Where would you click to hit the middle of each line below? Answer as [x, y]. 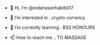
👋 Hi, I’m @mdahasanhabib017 [42, 8]
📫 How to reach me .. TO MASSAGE [48, 37]
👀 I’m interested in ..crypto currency [47, 17]
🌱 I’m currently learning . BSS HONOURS [53, 27]
